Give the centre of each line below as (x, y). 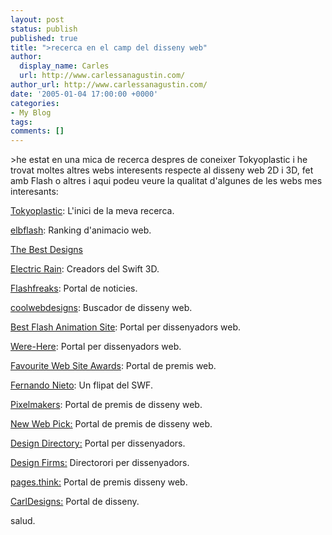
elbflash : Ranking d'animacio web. (81, 230)
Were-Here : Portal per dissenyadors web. (96, 347)
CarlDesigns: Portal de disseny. (75, 502)
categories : (35, 103)
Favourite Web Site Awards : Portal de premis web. (113, 366)
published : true (44, 38)
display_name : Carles (64, 66)
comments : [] (37, 131)
